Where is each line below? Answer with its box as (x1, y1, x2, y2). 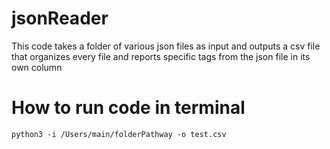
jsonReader (11, 7, 109, 30)
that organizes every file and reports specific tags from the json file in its (11, 50, 311, 62)
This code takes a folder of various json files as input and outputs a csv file (11, 40, 321, 52)
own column (11, 61, 63, 73)
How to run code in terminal (11, 97, 246, 119)
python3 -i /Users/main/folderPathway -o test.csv (11, 129, 227, 139)
